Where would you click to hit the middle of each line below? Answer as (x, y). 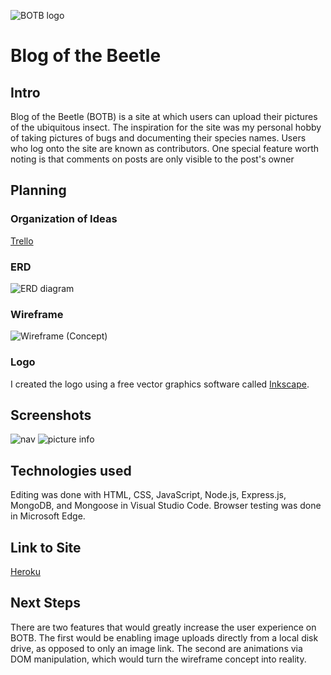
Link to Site (46, 547)
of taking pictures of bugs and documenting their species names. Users (158, 138)
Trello (22, 241)
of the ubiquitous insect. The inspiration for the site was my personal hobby (166, 127)
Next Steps (45, 603)
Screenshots (51, 415)
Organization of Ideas (64, 219)
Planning (38, 190)
